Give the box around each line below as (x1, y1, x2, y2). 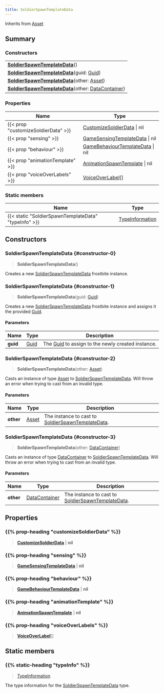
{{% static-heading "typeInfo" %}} (5, 662, 90, 669)
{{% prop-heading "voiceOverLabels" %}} (5, 622, 108, 628)
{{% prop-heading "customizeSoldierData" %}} (5, 529, 121, 536)
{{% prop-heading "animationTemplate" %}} (5, 599, 114, 605)
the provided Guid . (5, 309, 42, 314)
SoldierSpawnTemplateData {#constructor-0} (5, 250, 116, 257)
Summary (5, 35, 36, 43)
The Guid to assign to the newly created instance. (43, 340, 157, 347)
